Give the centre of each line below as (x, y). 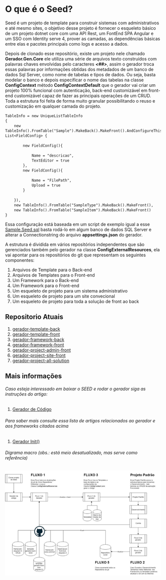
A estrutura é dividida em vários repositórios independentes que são (75, 244)
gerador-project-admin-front (41, 350)
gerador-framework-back (38, 339)
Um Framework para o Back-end (45, 280)
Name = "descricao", (53, 155)
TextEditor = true (50, 160)
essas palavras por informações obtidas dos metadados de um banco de (80, 69)
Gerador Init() (26, 441)
